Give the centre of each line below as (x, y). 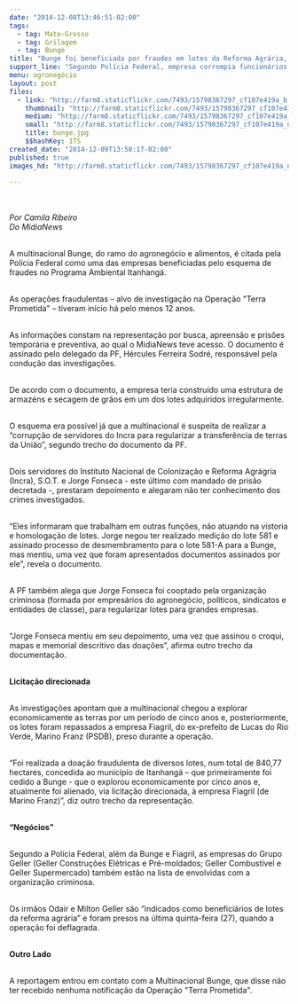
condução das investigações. (63, 364)
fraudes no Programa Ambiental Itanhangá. (88, 272)
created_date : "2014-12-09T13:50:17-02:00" (91, 149)
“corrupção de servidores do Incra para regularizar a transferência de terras (149, 435)
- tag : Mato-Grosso (53, 34)
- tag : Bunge (41, 51)
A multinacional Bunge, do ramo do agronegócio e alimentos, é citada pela (145, 254)
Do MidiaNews (36, 227)
